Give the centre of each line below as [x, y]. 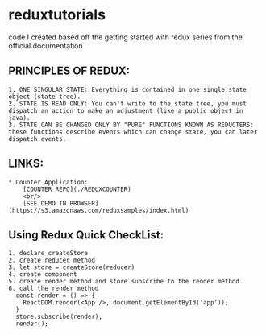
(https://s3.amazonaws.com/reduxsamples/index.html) [99, 210]
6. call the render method [54, 289]
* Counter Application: [48, 182]
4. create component [43, 275]
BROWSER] [84, 203]
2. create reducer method [52, 261]
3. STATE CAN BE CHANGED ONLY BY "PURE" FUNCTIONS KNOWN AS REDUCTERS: [131, 125]
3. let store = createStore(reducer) [72, 267]
